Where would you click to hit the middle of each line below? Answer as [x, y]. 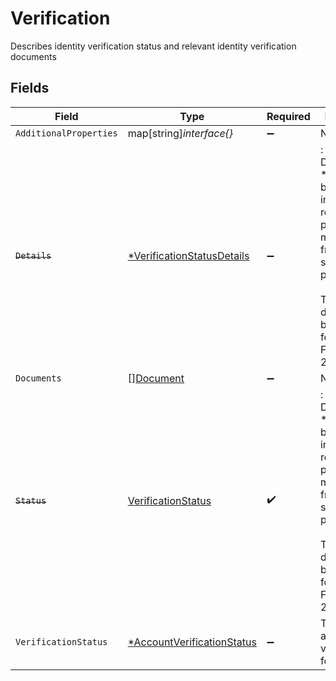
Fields [30, 88]
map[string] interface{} [180, 133]
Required [288, 116]
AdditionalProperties [66, 133]
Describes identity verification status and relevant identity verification [153, 46]
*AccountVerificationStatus [192, 642]
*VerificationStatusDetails [188, 255]
